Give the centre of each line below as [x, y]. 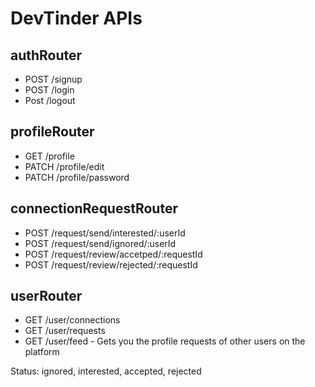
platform [42, 352]
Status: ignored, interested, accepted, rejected [106, 371]
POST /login [49, 90]
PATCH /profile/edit [64, 166]
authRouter [46, 55]
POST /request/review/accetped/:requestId [113, 254]
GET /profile [49, 156]
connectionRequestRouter [94, 208]
